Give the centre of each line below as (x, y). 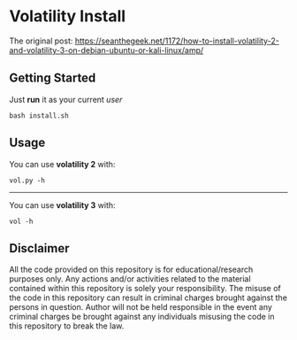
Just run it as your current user (66, 99)
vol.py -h (27, 180)
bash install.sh (39, 116)
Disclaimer (39, 248)
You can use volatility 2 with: (62, 164)
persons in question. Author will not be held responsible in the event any (141, 307)
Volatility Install (68, 16)
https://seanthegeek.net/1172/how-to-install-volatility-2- (177, 41)
